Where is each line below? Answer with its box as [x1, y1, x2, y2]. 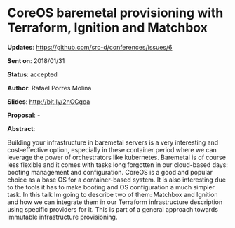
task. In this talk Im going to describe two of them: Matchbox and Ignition [7, 190, 218, 199]
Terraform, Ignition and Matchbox [7, 20, 208, 36]
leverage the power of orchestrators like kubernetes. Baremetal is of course [7, 153, 227, 161]
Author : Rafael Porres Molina [7, 83, 92, 92]
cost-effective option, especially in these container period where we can [7, 145, 217, 154]
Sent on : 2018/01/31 [7, 56, 65, 65]
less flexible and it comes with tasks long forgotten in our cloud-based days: [7, 160, 228, 169]
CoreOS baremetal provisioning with [7, 5, 224, 21]
